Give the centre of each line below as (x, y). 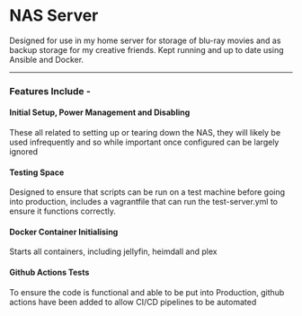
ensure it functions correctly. (63, 211)
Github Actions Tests (49, 272)
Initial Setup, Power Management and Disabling (100, 112)
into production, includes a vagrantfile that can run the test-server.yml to (144, 202)
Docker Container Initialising (64, 232)
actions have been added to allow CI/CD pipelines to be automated (133, 302)
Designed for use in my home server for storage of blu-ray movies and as (145, 40)
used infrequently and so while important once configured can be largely (144, 142)
